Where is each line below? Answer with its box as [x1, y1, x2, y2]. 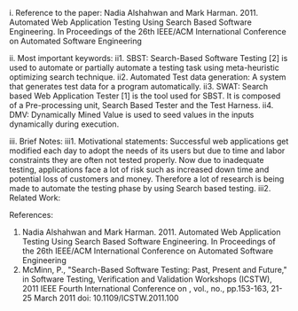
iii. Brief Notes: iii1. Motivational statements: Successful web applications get [9, 136, 289, 146]
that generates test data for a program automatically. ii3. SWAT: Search [9, 82, 269, 91]
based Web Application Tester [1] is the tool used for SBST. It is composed [9, 90, 281, 101]
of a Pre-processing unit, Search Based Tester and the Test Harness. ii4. [9, 100, 274, 110]
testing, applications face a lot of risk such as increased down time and [9, 164, 270, 175]
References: [9, 210, 53, 220]
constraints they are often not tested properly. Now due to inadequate [9, 155, 264, 165]
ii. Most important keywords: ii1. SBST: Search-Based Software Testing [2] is [9, 53, 288, 63]
